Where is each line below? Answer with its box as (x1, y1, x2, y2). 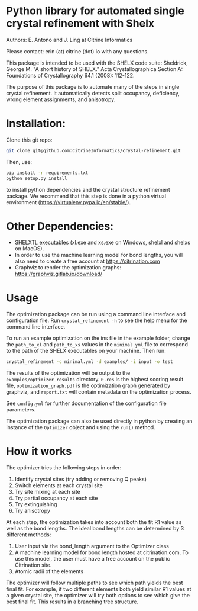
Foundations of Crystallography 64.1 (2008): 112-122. (6, 72, 135, 79)
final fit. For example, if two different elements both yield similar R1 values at (6, 586, 191, 593)
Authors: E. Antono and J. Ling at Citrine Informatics (6, 36, 133, 43)
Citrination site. (14, 561, 52, 569)
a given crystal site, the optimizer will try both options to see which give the (6, 592, 190, 599)
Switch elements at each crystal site (14, 482, 103, 489)
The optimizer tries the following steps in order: (6, 464, 122, 471)
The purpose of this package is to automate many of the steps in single (6, 83, 180, 90)
